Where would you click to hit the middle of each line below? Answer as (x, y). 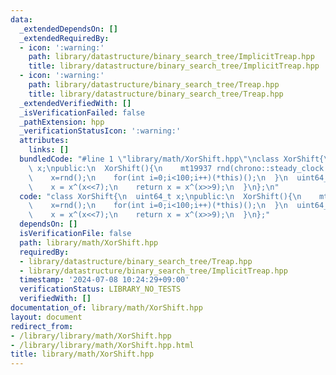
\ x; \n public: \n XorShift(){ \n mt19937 (120, 168)
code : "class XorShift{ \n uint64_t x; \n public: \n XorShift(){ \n (160, 196)
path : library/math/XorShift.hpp (89, 242)
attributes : (44, 141)
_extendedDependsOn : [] (68, 29)
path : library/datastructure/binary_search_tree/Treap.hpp (154, 85)
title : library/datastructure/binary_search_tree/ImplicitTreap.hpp (174, 66)
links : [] (49, 150)
